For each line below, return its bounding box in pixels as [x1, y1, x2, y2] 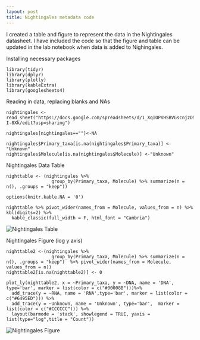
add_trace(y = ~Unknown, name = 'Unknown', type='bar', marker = [11, 301, 180, 307]
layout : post [6, 8, 39, 15]
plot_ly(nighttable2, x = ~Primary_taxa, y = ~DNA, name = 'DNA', [6, 280, 174, 286]
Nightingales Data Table [6, 162, 65, 169]
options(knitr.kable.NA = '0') [6, 194, 84, 200]
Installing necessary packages [6, 55, 81, 62]
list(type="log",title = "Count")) [6, 316, 95, 322]
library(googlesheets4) [6, 87, 65, 93]
